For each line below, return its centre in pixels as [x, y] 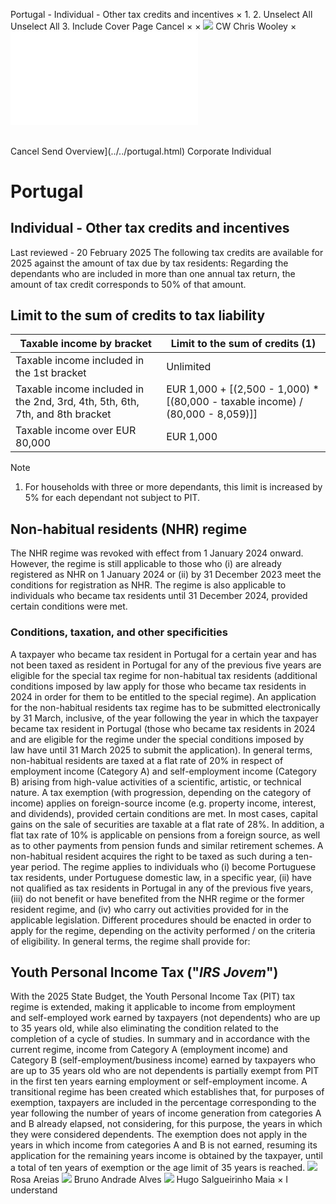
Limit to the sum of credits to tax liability [138, 315]
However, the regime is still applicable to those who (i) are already [146, 564]
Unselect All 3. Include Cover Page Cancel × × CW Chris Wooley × [153, 26]
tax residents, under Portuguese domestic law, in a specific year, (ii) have [161, 877]
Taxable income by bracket [85, 344]
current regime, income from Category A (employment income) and [149, 1050]
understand [34, 1190]
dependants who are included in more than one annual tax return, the [153, 273]
